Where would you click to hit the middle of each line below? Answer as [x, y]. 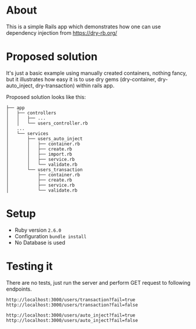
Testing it [29, 267]
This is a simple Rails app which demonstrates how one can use [84, 27]
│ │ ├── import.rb [39, 154]
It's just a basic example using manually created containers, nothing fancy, [97, 73]
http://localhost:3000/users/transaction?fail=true [71, 300]
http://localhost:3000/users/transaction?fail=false [72, 305]
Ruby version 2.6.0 [38, 230]
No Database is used [40, 242]
